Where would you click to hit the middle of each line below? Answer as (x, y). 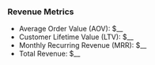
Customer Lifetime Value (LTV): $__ (76, 37)
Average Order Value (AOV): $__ (71, 29)
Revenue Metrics (41, 12)
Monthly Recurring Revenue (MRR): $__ (83, 45)
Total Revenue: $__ (49, 54)
